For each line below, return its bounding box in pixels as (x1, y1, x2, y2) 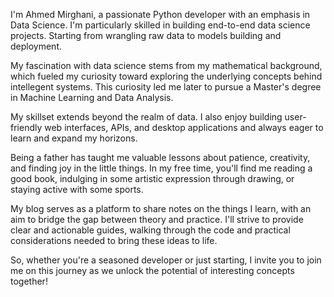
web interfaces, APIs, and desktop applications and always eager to (44, 122, 324, 133)
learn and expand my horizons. (10, 132, 138, 144)
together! (10, 275, 48, 287)
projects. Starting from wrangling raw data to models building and (10, 30, 282, 41)
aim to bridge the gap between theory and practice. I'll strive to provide (10, 214, 304, 225)
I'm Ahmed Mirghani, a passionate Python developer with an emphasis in (10, 9, 311, 20)
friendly (10, 122, 43, 133)
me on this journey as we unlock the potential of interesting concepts (10, 265, 295, 276)
